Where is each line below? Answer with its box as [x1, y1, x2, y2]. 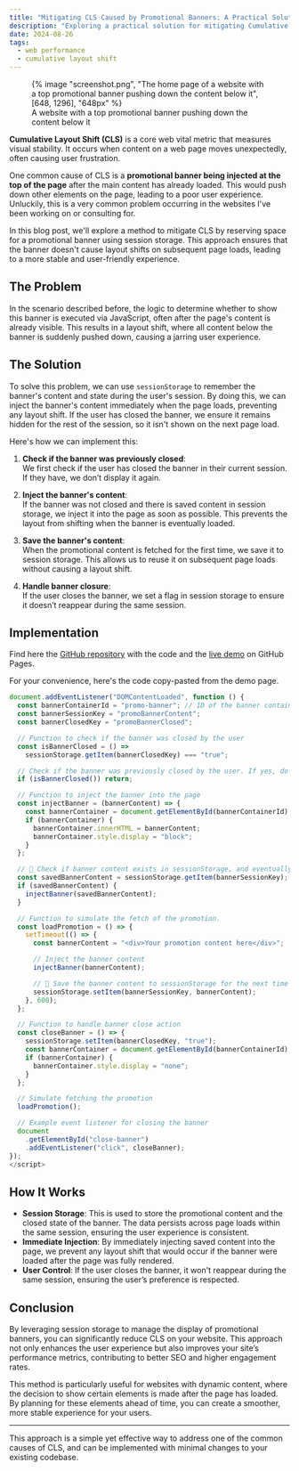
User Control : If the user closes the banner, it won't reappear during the [21, 1265, 287, 1276]
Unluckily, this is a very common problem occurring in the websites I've [9, 199, 271, 209]
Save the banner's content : [21, 535, 125, 546]
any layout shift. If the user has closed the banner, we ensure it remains [9, 409, 271, 419]
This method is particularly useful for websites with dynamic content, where [9, 1379, 287, 1390]
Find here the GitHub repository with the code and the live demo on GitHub [9, 649, 285, 660]
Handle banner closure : [21, 581, 111, 591]
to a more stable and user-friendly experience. [9, 254, 180, 264]
